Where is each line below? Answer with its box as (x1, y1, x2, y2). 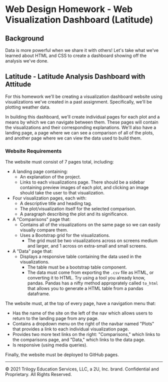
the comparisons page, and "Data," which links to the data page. (12, 336, 145, 343)
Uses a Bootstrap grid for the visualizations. (19, 232, 110, 238)
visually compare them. (19, 227, 68, 233)
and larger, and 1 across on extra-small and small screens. (27, 243, 147, 249)
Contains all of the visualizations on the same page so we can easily (19, 221, 161, 228)
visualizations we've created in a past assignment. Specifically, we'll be (5, 98, 152, 104)
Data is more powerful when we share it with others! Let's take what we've (5, 47, 159, 53)
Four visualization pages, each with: (12, 195, 86, 201)
